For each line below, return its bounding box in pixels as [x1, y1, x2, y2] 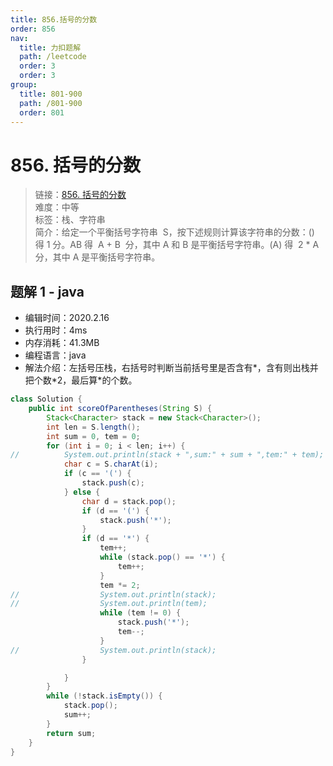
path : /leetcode [19, 52, 87, 62]
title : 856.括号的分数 [10, 14, 98, 25]
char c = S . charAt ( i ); [63, 459, 159, 470]
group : [10, 80, 38, 90]
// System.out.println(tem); [10, 599, 208, 609]
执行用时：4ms [24, 324, 88, 336]
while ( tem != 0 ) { [99, 608, 182, 618]
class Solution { [10, 394, 83, 405]
